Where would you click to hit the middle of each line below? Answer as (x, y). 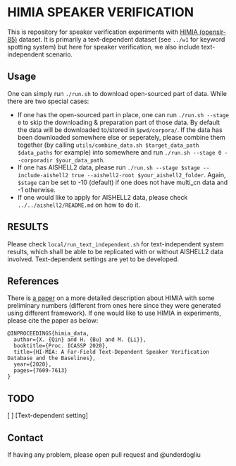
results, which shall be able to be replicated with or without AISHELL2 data (116, 251)
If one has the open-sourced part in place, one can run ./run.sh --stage (123, 114)
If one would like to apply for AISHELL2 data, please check (103, 197)
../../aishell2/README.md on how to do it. (79, 205)
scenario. (59, 54)
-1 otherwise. (37, 190)
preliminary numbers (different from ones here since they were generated (114, 306)
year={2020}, (33, 364)
